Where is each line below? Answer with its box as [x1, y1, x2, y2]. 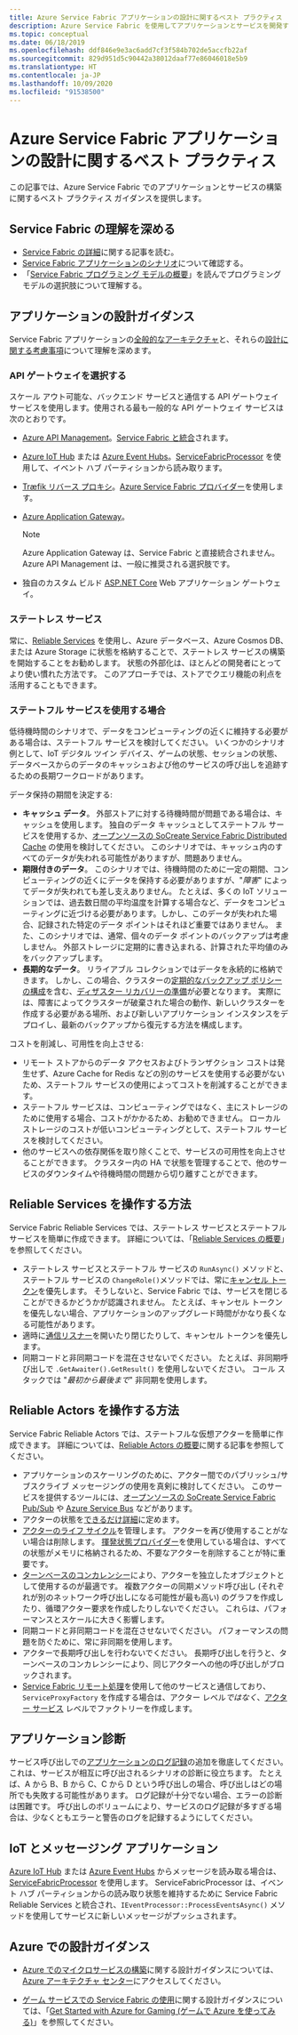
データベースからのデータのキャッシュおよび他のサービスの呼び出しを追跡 [9, 759, 281, 769]
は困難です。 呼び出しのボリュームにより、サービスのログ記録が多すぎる [9, 1801, 275, 1812]
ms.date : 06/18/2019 [9, 37, 86, 47]
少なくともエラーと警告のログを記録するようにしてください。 [32, 1812, 258, 1823]
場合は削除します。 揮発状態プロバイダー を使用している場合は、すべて [29, 1536, 286, 1547]
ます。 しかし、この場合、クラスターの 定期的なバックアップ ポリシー [29, 975, 282, 985]
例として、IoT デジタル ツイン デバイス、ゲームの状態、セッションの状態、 [9, 748, 282, 759]
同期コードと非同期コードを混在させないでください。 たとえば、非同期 [21, 1352, 281, 1363]
